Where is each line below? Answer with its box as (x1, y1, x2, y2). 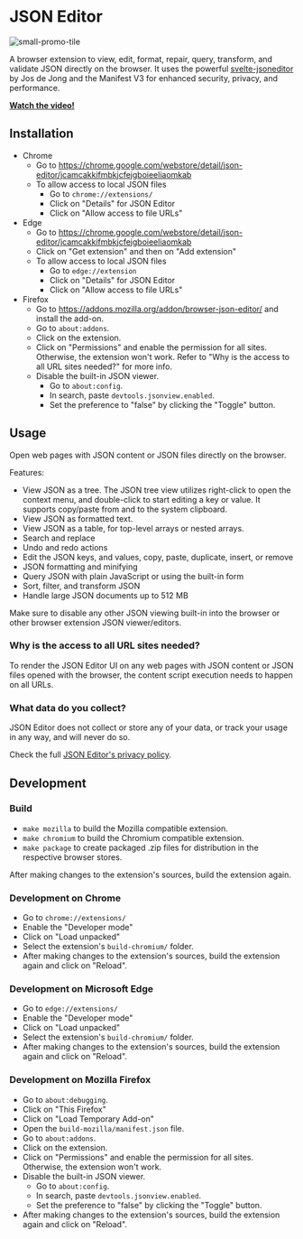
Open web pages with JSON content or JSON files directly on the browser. (9, 449, 287, 460)
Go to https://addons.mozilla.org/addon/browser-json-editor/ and (35, 303, 280, 314)
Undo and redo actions (22, 541, 108, 552)
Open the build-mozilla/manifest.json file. (22, 1123, 185, 1133)
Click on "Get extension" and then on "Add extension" (35, 245, 237, 256)
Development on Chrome (9, 892, 122, 904)
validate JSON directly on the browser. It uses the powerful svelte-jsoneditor (9, 63, 294, 74)
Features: (9, 467, 45, 477)
